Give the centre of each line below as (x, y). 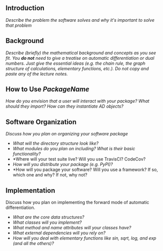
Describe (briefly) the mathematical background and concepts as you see (81, 53)
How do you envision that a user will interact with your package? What (78, 101)
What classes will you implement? (47, 222)
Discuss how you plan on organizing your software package (67, 134)
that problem (19, 25)
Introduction (25, 8)
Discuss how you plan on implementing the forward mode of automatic (78, 203)
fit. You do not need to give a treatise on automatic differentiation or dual (80, 58)
